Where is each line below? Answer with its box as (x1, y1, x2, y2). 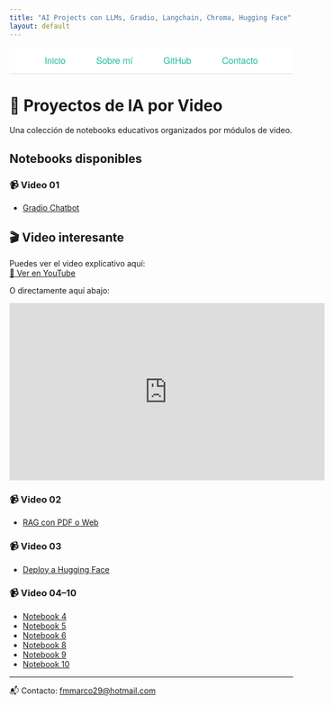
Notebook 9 (22, 649, 68, 660)
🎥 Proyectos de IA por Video (9, 95, 223, 115)
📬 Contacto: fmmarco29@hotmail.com (9, 685, 156, 696)
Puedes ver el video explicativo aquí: (9, 258, 146, 268)
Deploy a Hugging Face (22, 564, 110, 574)
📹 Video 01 (9, 178, 60, 191)
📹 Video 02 (9, 493, 61, 505)
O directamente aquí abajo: (9, 285, 110, 295)
